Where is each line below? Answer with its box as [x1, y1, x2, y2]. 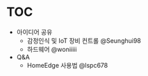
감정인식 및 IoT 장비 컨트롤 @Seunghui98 [26, 36, 142, 45]
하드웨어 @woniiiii [26, 45, 77, 53]
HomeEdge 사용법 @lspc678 [26, 61, 108, 69]
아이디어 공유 [16, 28, 53, 36]
